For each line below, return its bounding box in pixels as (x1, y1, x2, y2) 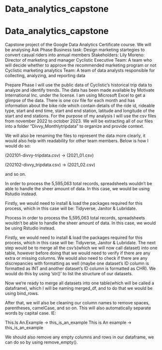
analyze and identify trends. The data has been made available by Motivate (5, 87, 155, 93)
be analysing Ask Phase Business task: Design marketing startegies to (5, 47, 145, 53)
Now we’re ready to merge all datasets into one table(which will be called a (5, 280, 154, 286)
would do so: (5, 143, 31, 149)
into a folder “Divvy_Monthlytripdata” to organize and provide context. (5, 123, 144, 129)
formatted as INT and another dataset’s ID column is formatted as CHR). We (5, 266, 156, 271)
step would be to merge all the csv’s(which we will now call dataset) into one (5, 245, 158, 251)
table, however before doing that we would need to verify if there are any (5, 250, 151, 256)
